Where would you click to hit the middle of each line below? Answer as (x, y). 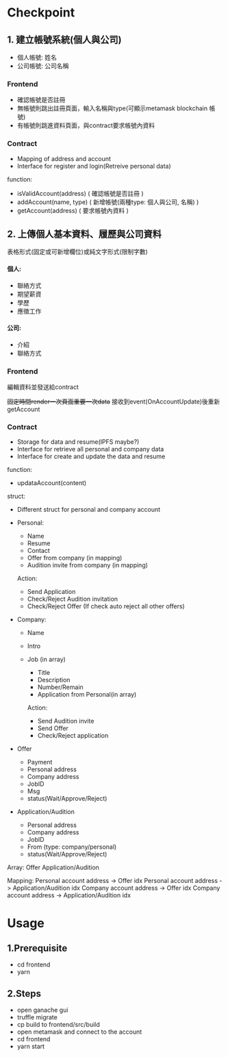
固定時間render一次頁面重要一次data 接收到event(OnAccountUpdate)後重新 (114, 401)
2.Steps (24, 994)
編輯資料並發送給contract (43, 387)
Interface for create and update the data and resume (91, 456)
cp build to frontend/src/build (59, 1025)
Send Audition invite (66, 721)
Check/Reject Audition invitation (73, 599)
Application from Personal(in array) (87, 695)
